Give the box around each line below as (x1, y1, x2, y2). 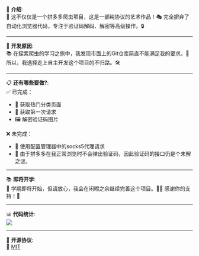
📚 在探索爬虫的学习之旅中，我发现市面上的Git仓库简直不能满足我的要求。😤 (6, 50, 190, 57)
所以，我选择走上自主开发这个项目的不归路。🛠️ (6, 59, 120, 66)
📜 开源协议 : (6, 236, 34, 244)
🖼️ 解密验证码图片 (14, 116, 59, 123)
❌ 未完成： (6, 130, 33, 137)
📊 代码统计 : (6, 210, 36, 217)
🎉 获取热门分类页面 (14, 101, 62, 108)
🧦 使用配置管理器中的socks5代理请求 (14, 143, 105, 150)
